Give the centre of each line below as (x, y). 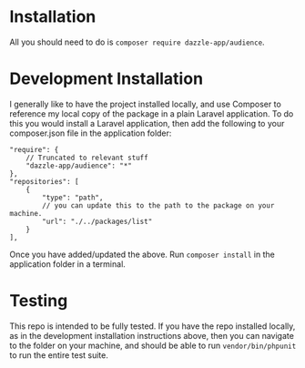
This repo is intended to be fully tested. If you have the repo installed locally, (152, 326)
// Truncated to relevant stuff (87, 158)
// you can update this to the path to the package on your (158, 205)
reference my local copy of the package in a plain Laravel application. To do (152, 113)
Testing (39, 301)
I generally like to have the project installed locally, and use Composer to (146, 104)
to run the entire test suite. (59, 355)
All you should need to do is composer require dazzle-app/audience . (137, 42)
